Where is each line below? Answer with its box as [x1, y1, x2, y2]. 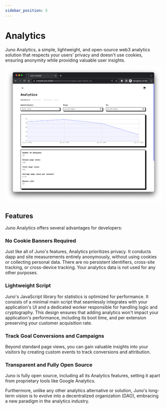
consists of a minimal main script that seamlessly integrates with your [5, 299, 148, 305]
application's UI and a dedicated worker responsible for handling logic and [5, 304, 158, 310]
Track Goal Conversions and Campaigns [5, 332, 104, 339]
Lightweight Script [5, 282, 51, 289]
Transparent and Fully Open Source [5, 361, 93, 368]
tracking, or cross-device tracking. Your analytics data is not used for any [5, 264, 156, 271]
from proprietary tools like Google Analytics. [5, 378, 96, 384]
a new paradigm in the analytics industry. [5, 398, 89, 404]
